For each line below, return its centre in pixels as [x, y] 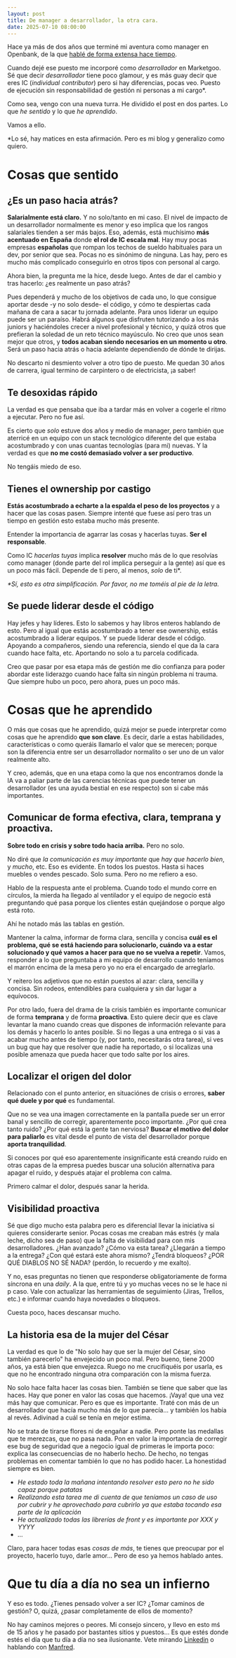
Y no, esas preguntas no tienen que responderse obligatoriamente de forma [117, 1277]
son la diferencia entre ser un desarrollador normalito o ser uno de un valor [116, 752]
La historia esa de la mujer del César [88, 1335]
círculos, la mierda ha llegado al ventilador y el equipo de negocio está [109, 895]
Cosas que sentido [63, 175]
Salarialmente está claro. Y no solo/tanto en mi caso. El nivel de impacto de [118, 217]
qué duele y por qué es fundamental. [61, 1101]
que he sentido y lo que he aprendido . [63, 111]
